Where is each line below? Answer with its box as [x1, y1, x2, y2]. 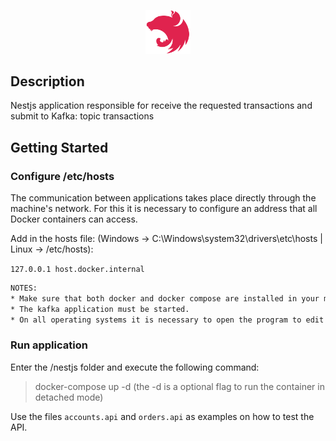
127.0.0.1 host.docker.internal [10, 265, 145, 275]
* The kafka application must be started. [10, 304, 190, 314]
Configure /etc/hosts [10, 169, 115, 183]
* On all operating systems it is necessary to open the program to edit [10, 315, 325, 325]
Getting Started [10, 139, 109, 156]
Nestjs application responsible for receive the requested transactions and [10, 100, 313, 112]
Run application [10, 338, 88, 352]
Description [10, 73, 85, 90]
